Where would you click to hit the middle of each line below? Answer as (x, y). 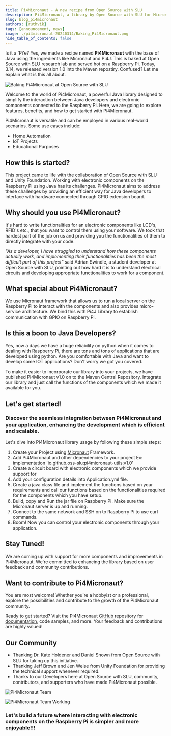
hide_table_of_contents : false (38, 39)
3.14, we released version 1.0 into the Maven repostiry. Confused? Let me (82, 69)
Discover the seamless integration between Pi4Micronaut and (83, 418)
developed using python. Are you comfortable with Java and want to (77, 356)
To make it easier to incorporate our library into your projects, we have (79, 372)
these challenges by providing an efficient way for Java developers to (78, 191)
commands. (25, 517)
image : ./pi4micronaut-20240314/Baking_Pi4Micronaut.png (67, 34)
